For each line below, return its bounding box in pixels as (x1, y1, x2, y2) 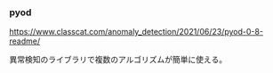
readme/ (9, 36, 41, 46)
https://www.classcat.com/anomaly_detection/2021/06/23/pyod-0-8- (9, 27, 264, 37)
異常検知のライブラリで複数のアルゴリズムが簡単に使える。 (9, 54, 228, 65)
